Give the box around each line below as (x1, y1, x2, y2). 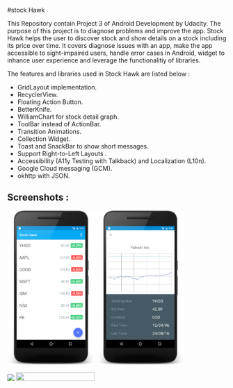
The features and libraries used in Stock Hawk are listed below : (7, 69, 190, 78)
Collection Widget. (17, 135, 71, 143)
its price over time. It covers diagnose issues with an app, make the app (7, 42, 213, 49)
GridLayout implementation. (17, 83, 97, 91)
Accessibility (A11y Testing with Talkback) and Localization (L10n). (17, 157, 207, 165)
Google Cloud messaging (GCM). (17, 165, 113, 172)
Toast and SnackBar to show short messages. (17, 142, 149, 150)
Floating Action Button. (17, 98, 83, 106)
